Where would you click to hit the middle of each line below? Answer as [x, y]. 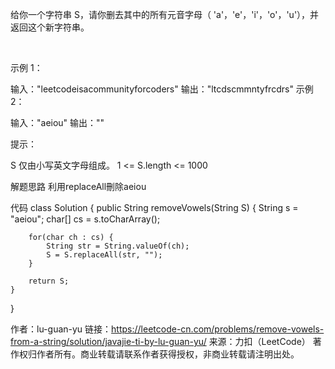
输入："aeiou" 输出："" [57, 122]
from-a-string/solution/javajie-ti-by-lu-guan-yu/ [108, 341]
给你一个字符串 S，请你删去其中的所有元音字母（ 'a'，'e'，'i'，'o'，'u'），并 [165, 14]
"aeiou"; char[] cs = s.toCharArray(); [85, 219]
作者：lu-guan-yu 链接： [61, 329]
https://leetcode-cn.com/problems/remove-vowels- [218, 329]
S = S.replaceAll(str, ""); [104, 255]
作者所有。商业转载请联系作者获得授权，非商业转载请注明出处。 [168, 354]
